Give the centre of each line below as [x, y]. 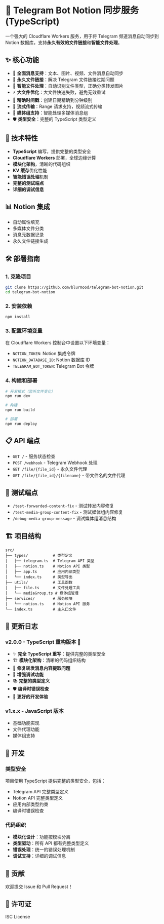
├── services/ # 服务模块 [39, 599]
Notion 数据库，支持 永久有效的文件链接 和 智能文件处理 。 [64, 42]
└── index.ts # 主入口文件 [41, 609]
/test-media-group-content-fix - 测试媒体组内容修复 [68, 512]
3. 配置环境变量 [24, 331]
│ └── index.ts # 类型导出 [39, 577]
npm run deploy [21, 423]
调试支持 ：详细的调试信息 [39, 856]
